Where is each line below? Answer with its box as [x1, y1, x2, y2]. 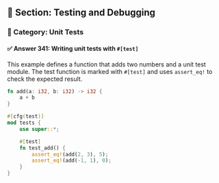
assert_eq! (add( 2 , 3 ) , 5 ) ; [31, 151, 109, 158]
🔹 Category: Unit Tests [7, 27, 84, 37]
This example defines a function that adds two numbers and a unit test [7, 60, 207, 69]
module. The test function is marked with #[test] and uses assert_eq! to [7, 67, 213, 75]
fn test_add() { [19, 145, 66, 151]
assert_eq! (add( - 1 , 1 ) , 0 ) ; [31, 157, 112, 164]
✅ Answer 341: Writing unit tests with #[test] [7, 44, 139, 52]
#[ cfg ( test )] [7, 113, 44, 120]
